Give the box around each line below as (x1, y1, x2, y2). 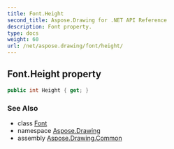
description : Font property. (7, 23, 92, 30)
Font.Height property (7, 68, 101, 80)
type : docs (7, 29, 39, 37)
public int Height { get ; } (7, 86, 89, 94)
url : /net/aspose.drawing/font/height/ (7, 42, 124, 49)
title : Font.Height (7, 10, 64, 17)
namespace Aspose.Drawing (17, 126, 101, 134)
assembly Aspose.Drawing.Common (17, 134, 122, 142)
